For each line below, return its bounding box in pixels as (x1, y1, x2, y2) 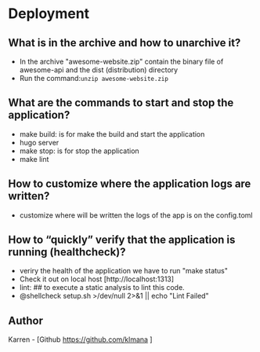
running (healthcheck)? (8, 245, 127, 259)
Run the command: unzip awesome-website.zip (19, 74, 168, 82)
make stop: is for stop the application (19, 146, 139, 156)
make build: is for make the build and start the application (19, 129, 205, 138)
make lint (19, 154, 49, 163)
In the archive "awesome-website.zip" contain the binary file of (19, 57, 224, 66)
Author (8, 313, 43, 327)
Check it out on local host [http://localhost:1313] (19, 274, 175, 284)
